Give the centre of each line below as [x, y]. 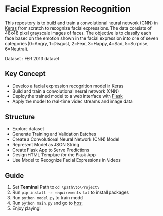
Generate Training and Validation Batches [54, 134]
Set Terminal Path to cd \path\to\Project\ [56, 187]
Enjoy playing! [26, 208]
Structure [20, 117]
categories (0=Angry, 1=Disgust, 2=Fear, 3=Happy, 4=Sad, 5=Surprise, [77, 43]
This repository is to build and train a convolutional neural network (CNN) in [81, 23]
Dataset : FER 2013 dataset [32, 58]
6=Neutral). [17, 49]
